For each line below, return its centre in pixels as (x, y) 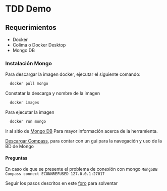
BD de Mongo (20, 146)
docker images (24, 103)
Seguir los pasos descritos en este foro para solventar (62, 183)
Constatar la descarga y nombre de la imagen (53, 93)
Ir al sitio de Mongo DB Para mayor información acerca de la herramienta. (81, 131)
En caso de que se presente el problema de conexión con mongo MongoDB (81, 169)
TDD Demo (28, 9)
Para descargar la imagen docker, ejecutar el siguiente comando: (73, 74)
